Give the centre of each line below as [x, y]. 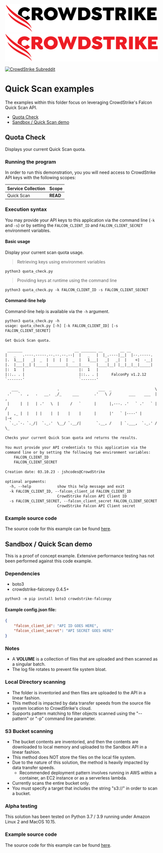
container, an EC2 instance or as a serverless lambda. [73, 778]
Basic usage [18, 241]
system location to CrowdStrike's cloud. [52, 708]
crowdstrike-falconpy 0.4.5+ [41, 589]
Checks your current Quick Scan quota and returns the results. [71, 438]
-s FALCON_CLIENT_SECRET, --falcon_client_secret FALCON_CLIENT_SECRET [83, 501]
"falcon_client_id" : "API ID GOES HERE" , [56, 626]
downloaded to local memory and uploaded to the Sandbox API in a [79, 747]
